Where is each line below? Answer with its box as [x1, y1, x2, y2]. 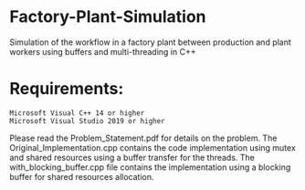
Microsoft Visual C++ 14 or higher [9, 108, 145, 118]
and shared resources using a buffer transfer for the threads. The [9, 152, 256, 163]
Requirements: [9, 79, 124, 100]
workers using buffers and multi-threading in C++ [9, 46, 196, 57]
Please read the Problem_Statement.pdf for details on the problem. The [9, 132, 278, 143]
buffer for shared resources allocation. [9, 171, 154, 182]
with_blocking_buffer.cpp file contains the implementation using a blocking [9, 162, 291, 173]
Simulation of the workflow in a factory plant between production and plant [9, 37, 292, 47]
